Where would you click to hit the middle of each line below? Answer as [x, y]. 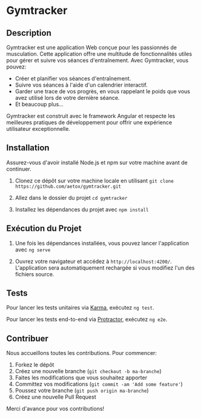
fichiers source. [35, 274]
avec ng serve [33, 250]
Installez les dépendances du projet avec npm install [82, 209]
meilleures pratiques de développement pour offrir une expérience [89, 122]
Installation [28, 148]
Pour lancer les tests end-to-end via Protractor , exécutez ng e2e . [87, 319]
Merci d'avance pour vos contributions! [55, 409]
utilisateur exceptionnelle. [38, 129]
